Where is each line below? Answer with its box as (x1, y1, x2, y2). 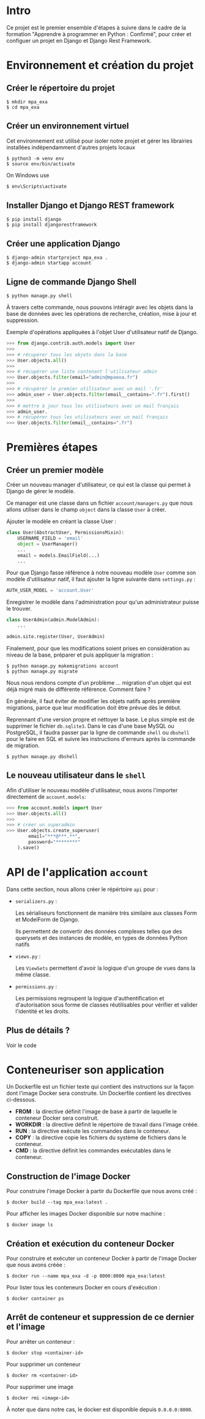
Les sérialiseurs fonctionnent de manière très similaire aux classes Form (15, 909, 198, 917)
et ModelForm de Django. (15, 915, 80, 923)
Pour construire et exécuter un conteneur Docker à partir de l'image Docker (6, 1255, 197, 1262)
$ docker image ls (6, 1222, 53, 1228)
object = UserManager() (17, 541, 78, 547)
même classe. (15, 970, 51, 978)
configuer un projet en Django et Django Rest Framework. (6, 37, 152, 44)
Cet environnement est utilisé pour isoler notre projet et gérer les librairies (6, 137, 193, 144)
